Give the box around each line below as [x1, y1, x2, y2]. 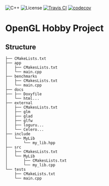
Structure [5, 43, 37, 51]
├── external [5, 100, 33, 105]
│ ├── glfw [5, 118, 33, 123]
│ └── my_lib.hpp [5, 140, 56, 145]
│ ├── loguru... [5, 123, 44, 128]
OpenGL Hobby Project [5, 23, 104, 34]
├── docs [5, 87, 24, 92]
